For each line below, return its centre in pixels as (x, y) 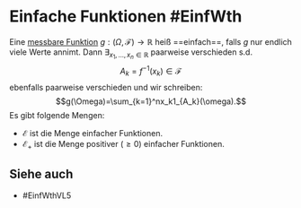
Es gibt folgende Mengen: (57, 115)
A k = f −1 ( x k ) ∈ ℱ (151, 71)
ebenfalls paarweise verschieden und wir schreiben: (106, 87)
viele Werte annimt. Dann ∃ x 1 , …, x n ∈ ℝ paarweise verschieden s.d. (131, 54)
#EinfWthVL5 (47, 195)
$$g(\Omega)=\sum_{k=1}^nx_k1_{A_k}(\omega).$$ (151, 101)
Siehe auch (41, 173)
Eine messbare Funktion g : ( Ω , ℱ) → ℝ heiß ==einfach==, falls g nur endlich (150, 41)
